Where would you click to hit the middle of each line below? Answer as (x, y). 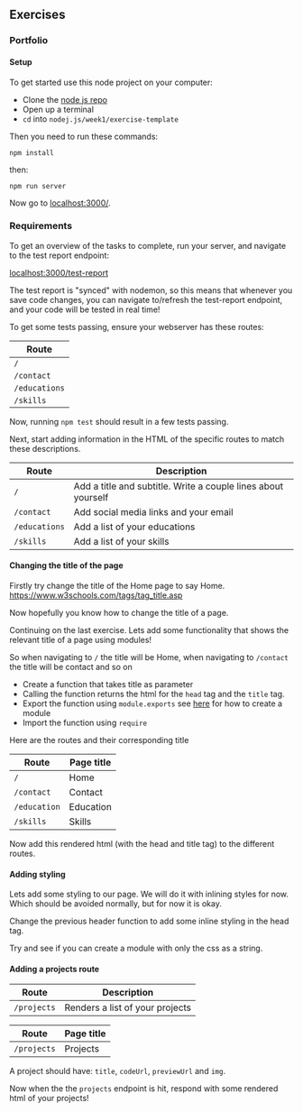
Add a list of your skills (121, 541)
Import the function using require (85, 723)
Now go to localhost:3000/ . (60, 203)
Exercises (37, 15)
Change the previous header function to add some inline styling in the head (149, 921)
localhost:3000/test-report (59, 272)
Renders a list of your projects (128, 1007)
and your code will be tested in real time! (85, 309)
